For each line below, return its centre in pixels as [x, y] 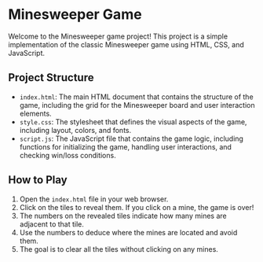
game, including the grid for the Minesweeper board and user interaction [137, 105]
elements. [36, 113]
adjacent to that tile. [52, 224]
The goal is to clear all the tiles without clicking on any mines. [119, 249]
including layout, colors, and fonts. [75, 130]
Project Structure [51, 77]
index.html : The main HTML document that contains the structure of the [136, 97]
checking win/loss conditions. [68, 155]
